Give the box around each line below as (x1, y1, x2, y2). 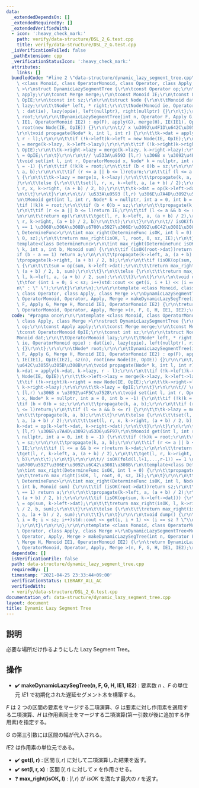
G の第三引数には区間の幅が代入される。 (6, 731, 105, 738)
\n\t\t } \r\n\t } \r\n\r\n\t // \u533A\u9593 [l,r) (17, 191, 136, 197)
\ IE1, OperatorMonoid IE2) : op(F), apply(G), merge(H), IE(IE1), (17, 119, 187, 125)
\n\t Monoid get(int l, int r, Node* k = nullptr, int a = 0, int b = (17, 197, 192, 203)
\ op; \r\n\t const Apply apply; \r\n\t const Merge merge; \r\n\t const (17, 323, 187, 330)
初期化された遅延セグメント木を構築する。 (34, 691, 139, 698)
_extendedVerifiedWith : (11, 25, 70, 31)
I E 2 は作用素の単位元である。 (6, 743, 78, 751)
